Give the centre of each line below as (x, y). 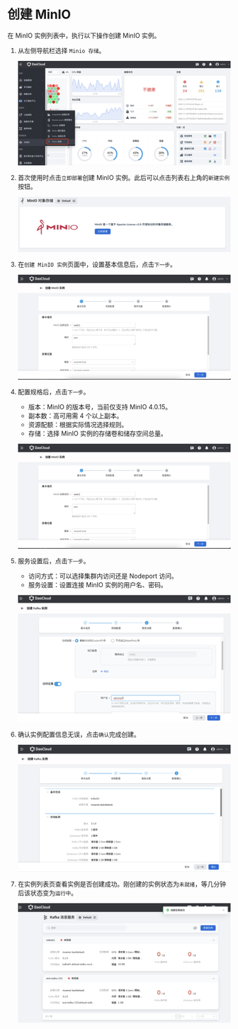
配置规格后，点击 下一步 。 (53, 392)
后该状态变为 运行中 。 (47, 893)
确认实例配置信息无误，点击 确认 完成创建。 (79, 734)
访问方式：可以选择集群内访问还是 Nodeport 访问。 (103, 576)
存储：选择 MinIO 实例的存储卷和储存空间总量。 (98, 433)
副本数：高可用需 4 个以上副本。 (75, 416)
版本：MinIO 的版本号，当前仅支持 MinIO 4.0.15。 (100, 407)
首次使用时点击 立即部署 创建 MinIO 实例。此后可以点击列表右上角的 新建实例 (124, 177)
